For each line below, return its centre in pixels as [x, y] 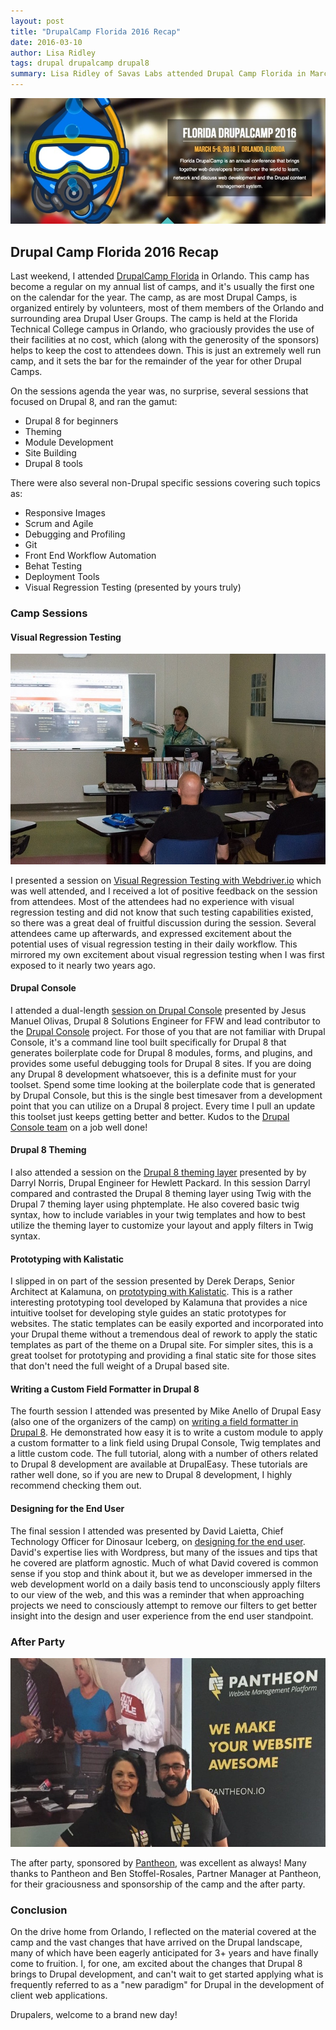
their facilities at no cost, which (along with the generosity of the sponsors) [165, 340]
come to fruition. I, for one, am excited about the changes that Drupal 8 [156, 1963]
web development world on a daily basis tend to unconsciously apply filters [166, 1584]
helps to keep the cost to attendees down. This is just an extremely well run [166, 351]
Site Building [50, 453]
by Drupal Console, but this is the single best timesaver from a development [166, 1095]
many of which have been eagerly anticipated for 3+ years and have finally [164, 1952]
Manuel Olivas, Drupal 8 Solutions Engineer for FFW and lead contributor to [165, 1021]
